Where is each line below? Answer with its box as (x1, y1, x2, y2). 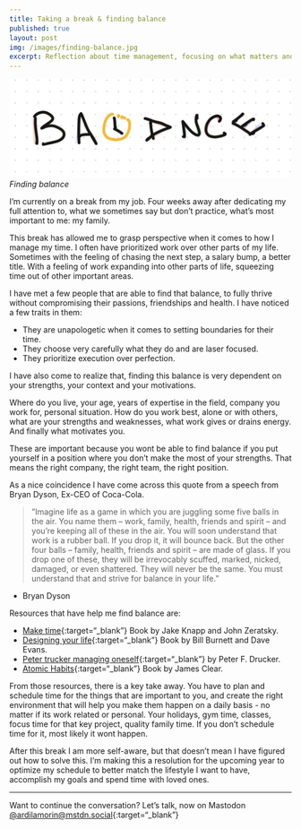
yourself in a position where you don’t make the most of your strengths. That (9, 453, 292, 463)
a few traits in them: (9, 307, 82, 318)
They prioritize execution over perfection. (21, 353, 176, 364)
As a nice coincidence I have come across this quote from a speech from (9, 479, 279, 490)
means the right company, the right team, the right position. (9, 462, 229, 473)
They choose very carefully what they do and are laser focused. (21, 343, 259, 354)
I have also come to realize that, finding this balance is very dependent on (9, 370, 282, 381)
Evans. (21, 644, 47, 655)
